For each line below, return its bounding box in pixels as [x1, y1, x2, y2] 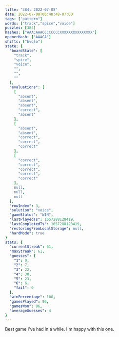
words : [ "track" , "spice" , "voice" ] [5, 21, 76, 26]
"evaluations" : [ [9, 84, 45, 90]
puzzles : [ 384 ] [5, 26, 36, 30]
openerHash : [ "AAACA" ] [5, 35, 51, 40]
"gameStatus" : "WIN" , [9, 212, 54, 217]
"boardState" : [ [9, 48, 42, 53]
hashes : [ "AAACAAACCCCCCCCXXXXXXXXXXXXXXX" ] [5, 30, 97, 35]
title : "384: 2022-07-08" [5, 7, 58, 12]
